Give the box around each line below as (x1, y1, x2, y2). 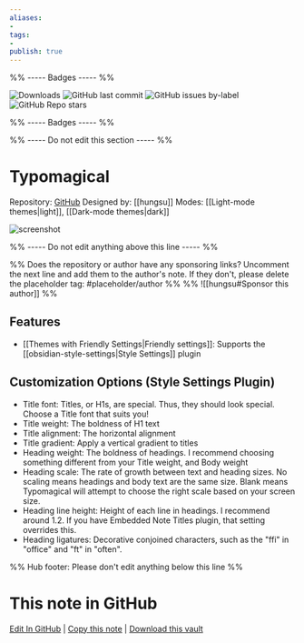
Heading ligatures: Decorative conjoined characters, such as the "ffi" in (22, 534, 289, 545)
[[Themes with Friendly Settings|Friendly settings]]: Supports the (22, 338, 266, 349)
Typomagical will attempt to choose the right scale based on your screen (22, 486, 296, 497)
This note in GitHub (9, 593, 158, 614)
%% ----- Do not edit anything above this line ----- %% (9, 242, 219, 253)
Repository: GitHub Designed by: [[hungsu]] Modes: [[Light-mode (9, 196, 256, 207)
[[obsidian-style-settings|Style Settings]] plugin (22, 347, 201, 359)
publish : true (9, 47, 64, 56)
